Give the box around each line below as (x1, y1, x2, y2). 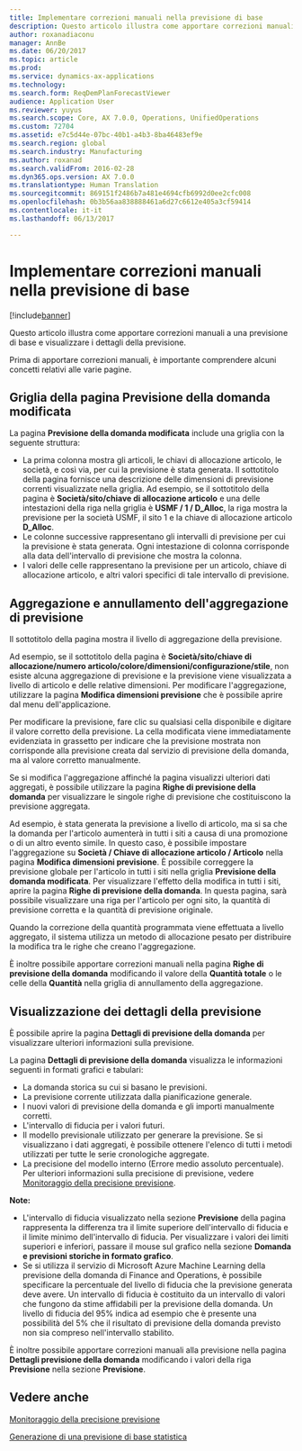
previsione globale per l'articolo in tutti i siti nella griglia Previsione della (9, 866, 277, 877)
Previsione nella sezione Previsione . (9, 1364, 147, 1374)
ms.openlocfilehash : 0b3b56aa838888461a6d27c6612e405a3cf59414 (9, 197, 252, 207)
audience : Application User (9, 96, 115, 106)
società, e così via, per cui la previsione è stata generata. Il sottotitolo (22, 465, 280, 476)
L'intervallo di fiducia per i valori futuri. (22, 1120, 165, 1130)
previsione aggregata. (9, 801, 91, 812)
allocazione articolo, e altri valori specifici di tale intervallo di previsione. (22, 569, 289, 581)
